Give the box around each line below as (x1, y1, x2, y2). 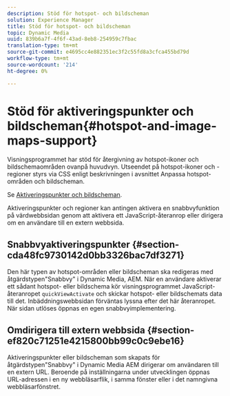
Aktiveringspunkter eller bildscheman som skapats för (7, 353, 160, 362)
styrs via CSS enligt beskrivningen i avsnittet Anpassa (32, 170, 186, 178)
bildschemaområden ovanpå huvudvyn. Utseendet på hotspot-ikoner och (7, 163, 216, 171)
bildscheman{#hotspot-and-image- (7, 118, 217, 134)
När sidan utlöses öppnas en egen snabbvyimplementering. (7, 304, 176, 313)
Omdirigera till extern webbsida (7, 324, 146, 336)
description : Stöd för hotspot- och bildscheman (7, 10, 149, 17)
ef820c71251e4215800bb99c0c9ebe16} (7, 335, 185, 346)
